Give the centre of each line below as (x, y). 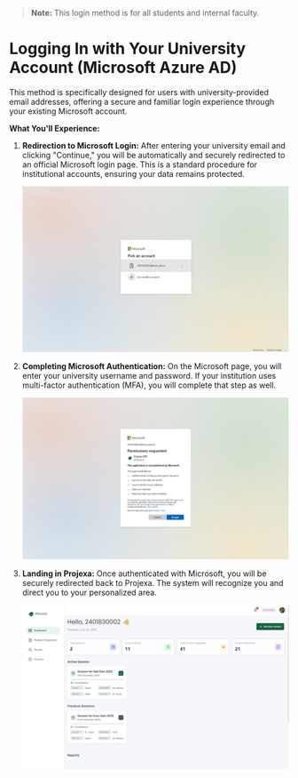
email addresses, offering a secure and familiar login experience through (142, 101)
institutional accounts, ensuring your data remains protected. (133, 173)
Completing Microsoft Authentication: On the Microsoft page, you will (152, 366)
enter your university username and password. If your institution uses (149, 376)
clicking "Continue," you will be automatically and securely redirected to (153, 155)
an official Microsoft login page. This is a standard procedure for (140, 164)
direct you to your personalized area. (89, 592)
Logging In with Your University (128, 49)
